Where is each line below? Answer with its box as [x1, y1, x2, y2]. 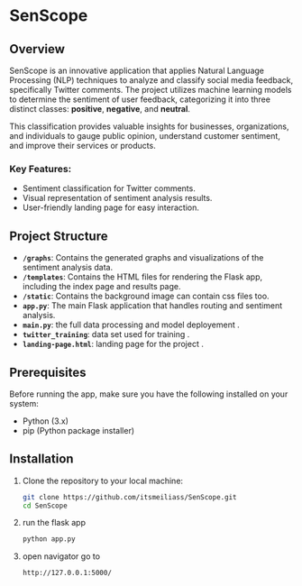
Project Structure [9, 228, 108, 243]
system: [9, 398, 39, 408]
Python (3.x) [22, 416, 69, 426]
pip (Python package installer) [22, 425, 135, 435]
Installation [9, 452, 74, 467]
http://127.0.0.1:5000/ [22, 569, 113, 578]
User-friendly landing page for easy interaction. [22, 202, 200, 213]
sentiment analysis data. [22, 262, 114, 273]
